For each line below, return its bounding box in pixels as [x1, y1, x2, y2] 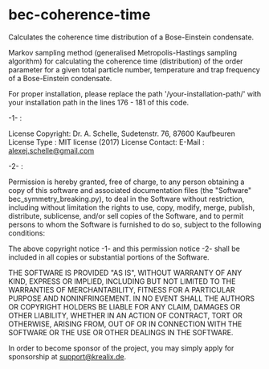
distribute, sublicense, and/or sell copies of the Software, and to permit [8, 211, 244, 220]
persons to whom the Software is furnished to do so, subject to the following [8, 219, 262, 229]
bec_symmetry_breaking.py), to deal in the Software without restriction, [8, 194, 245, 203]
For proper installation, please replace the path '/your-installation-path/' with [8, 88, 262, 98]
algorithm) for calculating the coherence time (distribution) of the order [8, 56, 243, 66]
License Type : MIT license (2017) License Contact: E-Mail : [8, 137, 205, 146]
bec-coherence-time [8, 6, 151, 24]
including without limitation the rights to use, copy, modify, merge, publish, [8, 203, 255, 212]
